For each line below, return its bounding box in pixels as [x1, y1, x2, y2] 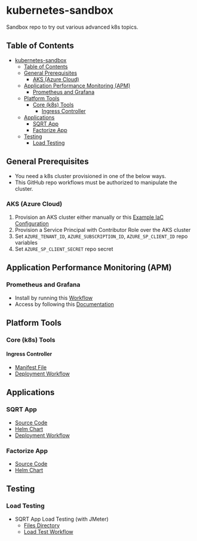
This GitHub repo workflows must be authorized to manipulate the [14, 179, 177, 186]
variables [14, 239, 38, 246]
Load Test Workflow [23, 528, 73, 535]
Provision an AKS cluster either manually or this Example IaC [14, 213, 164, 221]
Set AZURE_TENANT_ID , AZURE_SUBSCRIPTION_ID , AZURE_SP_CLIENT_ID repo [14, 233, 188, 240]
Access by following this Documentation [14, 300, 115, 308]
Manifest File [14, 364, 47, 371]
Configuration [14, 219, 49, 227]
